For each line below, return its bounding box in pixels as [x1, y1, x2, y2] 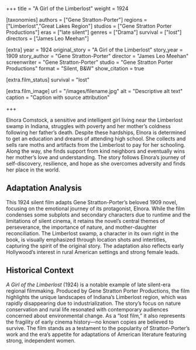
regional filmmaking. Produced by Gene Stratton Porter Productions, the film [6, 287, 190, 294]
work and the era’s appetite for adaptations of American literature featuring [6, 331, 187, 338]
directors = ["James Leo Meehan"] [6, 35, 90, 42]
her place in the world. [6, 166, 60, 173]
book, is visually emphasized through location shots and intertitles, [6, 236, 167, 243]
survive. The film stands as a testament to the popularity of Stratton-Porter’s [6, 324, 190, 331]
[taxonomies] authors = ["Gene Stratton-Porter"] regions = [6, 16, 147, 23]
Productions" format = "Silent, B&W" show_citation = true [6, 65, 145, 72]
